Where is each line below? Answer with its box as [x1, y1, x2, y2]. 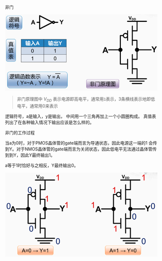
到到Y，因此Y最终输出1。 [5, 152, 55, 158]
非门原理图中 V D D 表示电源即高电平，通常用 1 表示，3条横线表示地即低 [16, 96, 156, 103]
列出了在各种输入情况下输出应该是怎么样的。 [5, 119, 94, 125]
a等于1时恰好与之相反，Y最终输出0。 [5, 163, 78, 168]
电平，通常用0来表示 [16, 103, 58, 109]
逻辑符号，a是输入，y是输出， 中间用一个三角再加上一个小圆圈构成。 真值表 [5, 114, 156, 119]
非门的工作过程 [5, 130, 35, 136]
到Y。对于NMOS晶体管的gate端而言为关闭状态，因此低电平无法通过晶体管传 [5, 146, 157, 152]
